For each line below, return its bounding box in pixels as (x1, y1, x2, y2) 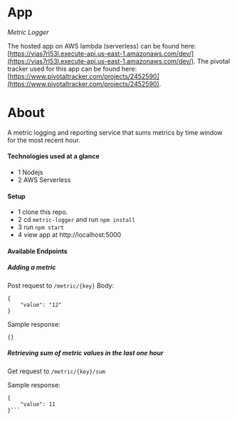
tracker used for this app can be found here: (7, 64, 137, 73)
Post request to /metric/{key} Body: (7, 281, 115, 290)
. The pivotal (193, 56, 230, 65)
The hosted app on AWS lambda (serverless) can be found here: (7, 41, 196, 50)
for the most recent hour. (7, 136, 80, 144)
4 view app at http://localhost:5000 (17, 230, 122, 239)
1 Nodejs (17, 168, 43, 177)
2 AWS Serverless (17, 176, 71, 184)
